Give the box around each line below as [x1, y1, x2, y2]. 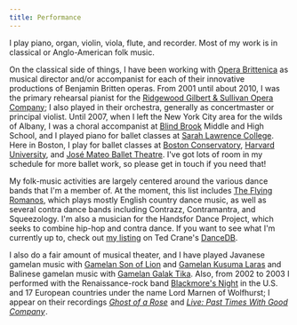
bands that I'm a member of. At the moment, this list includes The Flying [9, 185, 273, 195]
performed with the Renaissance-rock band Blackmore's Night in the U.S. [9, 277, 278, 289]
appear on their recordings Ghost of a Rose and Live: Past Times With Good [9, 297, 288, 307]
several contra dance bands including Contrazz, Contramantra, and [9, 203, 256, 214]
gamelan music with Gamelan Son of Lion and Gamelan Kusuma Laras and [9, 258, 282, 269]
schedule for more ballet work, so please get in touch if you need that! [9, 158, 267, 169]
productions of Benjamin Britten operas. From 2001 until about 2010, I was [9, 83, 280, 93]
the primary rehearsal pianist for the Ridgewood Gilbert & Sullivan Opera [9, 92, 274, 103]
